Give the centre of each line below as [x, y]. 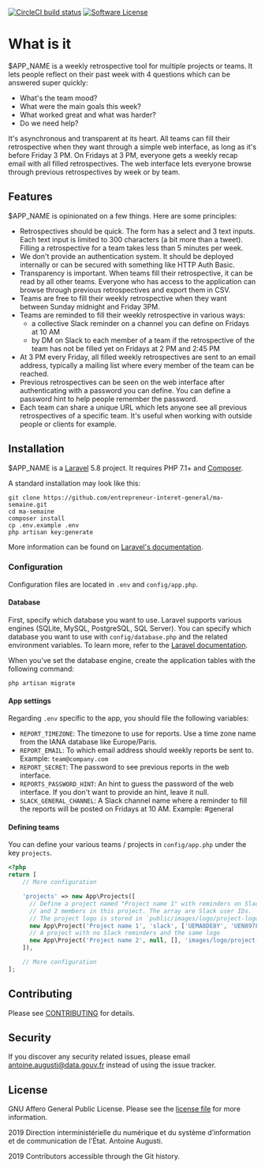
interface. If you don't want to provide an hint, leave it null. [114, 792]
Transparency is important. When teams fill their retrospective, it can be [136, 273]
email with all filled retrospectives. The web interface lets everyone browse [130, 163]
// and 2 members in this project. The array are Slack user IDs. [140, 911]
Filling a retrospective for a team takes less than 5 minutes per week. [131, 248]
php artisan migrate [42, 684]
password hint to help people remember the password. [109, 399]
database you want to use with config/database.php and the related [118, 637]
